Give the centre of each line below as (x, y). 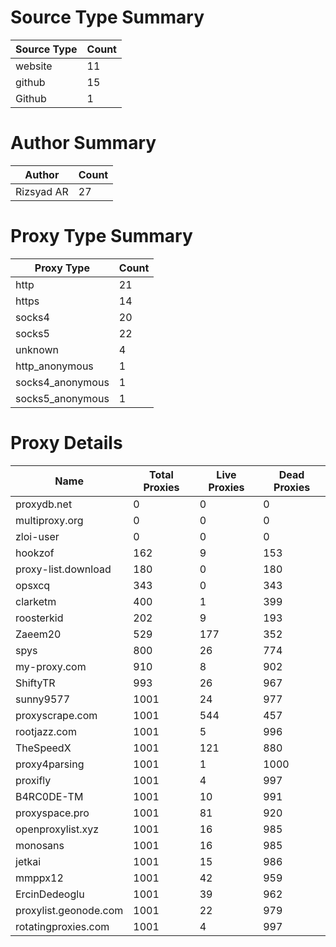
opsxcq (33, 585)
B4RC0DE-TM (49, 796)
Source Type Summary (107, 17)
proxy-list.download (63, 569)
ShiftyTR (35, 683)
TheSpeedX (43, 748)
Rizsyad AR (42, 191)
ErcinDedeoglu (50, 894)
